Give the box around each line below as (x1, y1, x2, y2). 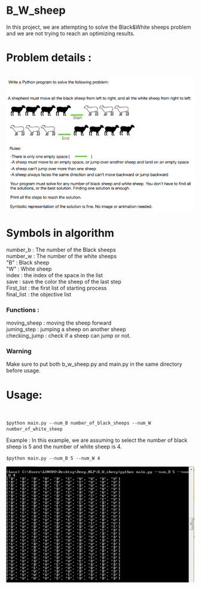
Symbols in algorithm (6, 226, 115, 240)
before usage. (6, 367, 41, 374)
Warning (6, 347, 32, 355)
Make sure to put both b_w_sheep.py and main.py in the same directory (6, 360, 182, 368)
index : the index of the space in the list (6, 271, 103, 279)
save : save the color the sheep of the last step (6, 278, 121, 285)
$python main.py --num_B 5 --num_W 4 (6, 455, 100, 462)
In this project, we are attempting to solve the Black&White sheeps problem (6, 23, 191, 31)
